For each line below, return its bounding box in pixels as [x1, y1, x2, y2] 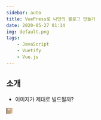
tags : [6, 35, 20, 41]
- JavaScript [17, 41, 50, 47]
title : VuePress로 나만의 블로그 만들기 [6, 16, 96, 22]
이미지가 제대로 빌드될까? [14, 95, 74, 103]
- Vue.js [17, 54, 39, 60]
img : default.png [6, 29, 50, 35]
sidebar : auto [6, 10, 42, 16]
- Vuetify [17, 48, 42, 54]
